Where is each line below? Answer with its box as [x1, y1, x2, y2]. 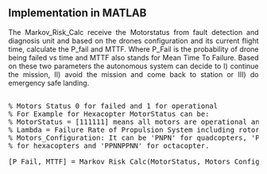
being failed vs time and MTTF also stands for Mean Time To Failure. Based [8, 52, 259, 62]
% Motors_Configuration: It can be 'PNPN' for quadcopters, [8, 133, 248, 142]
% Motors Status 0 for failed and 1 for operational [8, 101, 219, 110]
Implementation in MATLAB [8, 6, 147, 20]
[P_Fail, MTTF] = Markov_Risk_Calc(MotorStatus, [8, 157, 201, 166]
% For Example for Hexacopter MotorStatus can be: [8, 109, 210, 118]
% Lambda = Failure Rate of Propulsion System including [8, 125, 235, 134]
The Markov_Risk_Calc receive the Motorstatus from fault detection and [8, 27, 259, 37]
